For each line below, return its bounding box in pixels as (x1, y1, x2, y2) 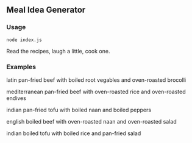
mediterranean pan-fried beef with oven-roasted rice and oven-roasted (6, 88, 186, 95)
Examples (6, 62, 37, 71)
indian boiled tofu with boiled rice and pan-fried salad (6, 130, 141, 137)
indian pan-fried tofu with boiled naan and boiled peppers (6, 106, 151, 113)
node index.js (6, 36, 43, 43)
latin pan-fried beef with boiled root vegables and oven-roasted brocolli (6, 76, 187, 84)
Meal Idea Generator (6, 5, 86, 15)
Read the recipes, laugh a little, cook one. (6, 47, 110, 55)
